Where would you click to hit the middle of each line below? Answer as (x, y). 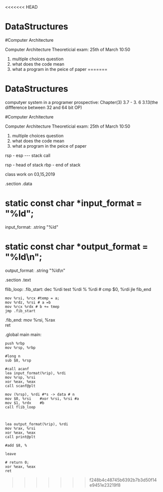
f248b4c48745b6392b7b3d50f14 (123, 480)
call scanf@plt (20, 386)
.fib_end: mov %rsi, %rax (30, 320)
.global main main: (23, 334)
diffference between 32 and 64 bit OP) (44, 107)
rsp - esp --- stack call (28, 155)
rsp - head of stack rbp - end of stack (43, 165)
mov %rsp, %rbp (20, 348)
